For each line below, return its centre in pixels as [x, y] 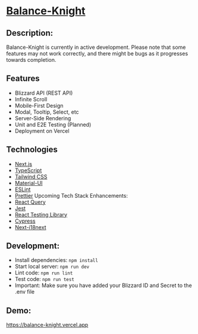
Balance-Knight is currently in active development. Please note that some [96, 47]
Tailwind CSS [31, 176]
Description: [30, 33]
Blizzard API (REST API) [44, 93]
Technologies [32, 150]
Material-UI [29, 183]
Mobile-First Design [39, 105]
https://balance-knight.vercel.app [47, 325]
